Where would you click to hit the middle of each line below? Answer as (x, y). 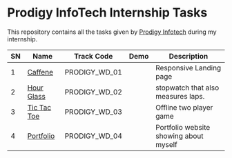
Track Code (93, 56)
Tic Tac (39, 107)
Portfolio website (183, 127)
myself (166, 144)
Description (188, 56)
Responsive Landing (188, 68)
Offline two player (184, 107)
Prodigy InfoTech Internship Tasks (107, 13)
